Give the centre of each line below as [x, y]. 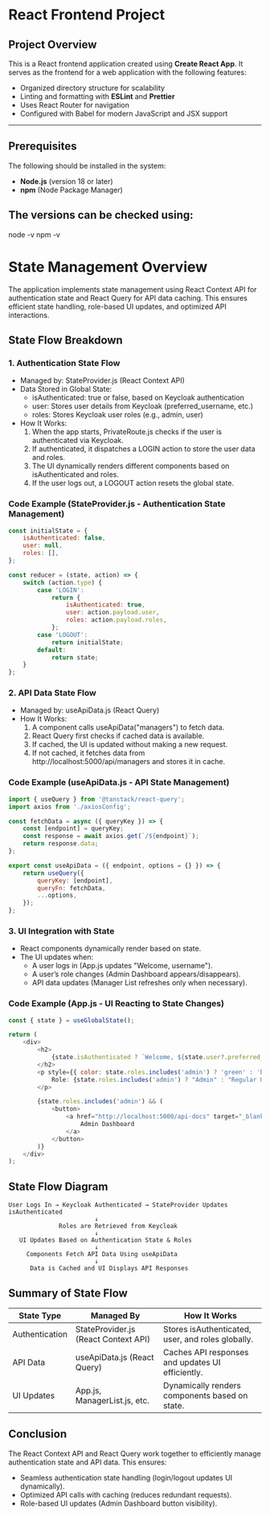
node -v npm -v [34, 234]
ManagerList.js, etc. [112, 1400]
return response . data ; [61, 844]
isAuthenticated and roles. [75, 475]
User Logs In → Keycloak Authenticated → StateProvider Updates [118, 1205]
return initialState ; [88, 642]
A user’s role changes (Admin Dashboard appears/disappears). [136, 974]
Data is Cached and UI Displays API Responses [109, 1268]
